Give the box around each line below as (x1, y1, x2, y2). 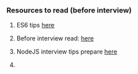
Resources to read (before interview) (6, 5, 132, 15)
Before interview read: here (16, 34, 94, 42)
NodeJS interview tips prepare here (16, 47, 117, 56)
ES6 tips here (16, 21, 55, 29)
